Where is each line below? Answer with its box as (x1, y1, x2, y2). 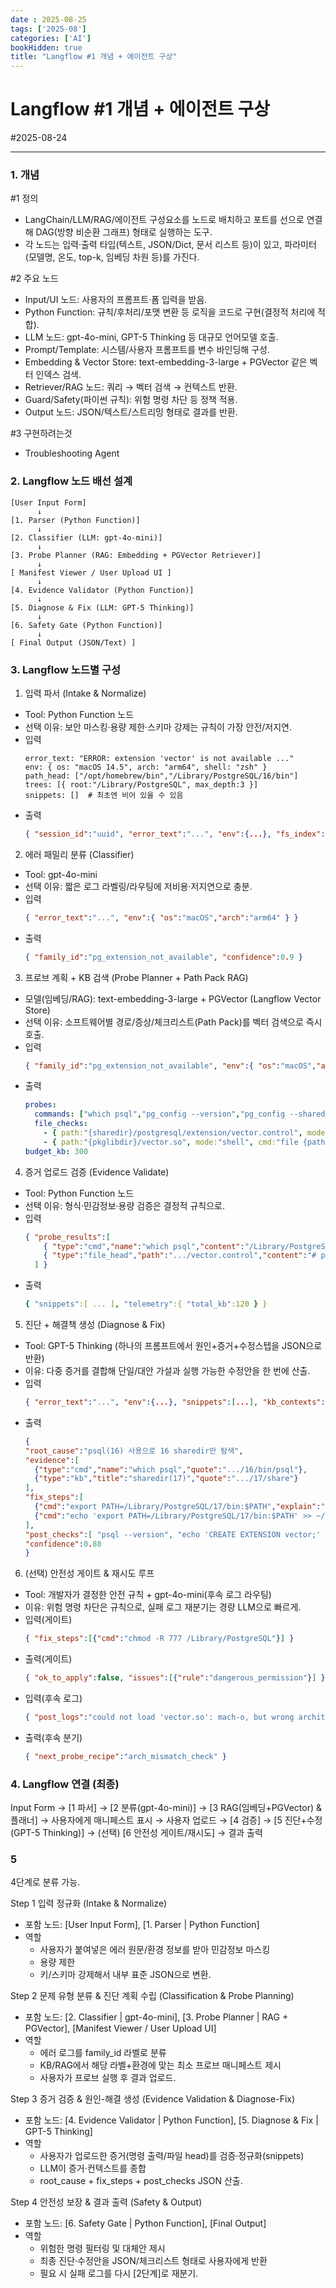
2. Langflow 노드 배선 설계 (10, 474, 133, 488)
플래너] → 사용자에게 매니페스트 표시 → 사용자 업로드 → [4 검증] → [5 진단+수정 (10, 1814, 323, 1826)
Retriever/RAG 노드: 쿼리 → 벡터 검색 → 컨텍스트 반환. (24, 381, 238, 393)
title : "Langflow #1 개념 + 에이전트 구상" (10, 52, 178, 62)
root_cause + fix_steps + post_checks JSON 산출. (39, 2175, 243, 2187)
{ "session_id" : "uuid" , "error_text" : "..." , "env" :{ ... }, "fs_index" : (24, 829, 326, 839)
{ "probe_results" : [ (24, 1232, 111, 1242)
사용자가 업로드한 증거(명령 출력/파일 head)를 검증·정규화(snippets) (39, 2150, 305, 2162)
